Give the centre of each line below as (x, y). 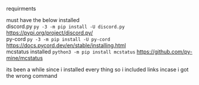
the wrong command (32, 76)
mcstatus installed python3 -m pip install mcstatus (71, 52)
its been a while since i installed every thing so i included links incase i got (97, 70)
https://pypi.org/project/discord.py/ (50, 33)
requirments (21, 9)
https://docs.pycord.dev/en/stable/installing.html (66, 45)
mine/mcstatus (25, 58)
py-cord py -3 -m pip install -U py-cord (58, 39)
